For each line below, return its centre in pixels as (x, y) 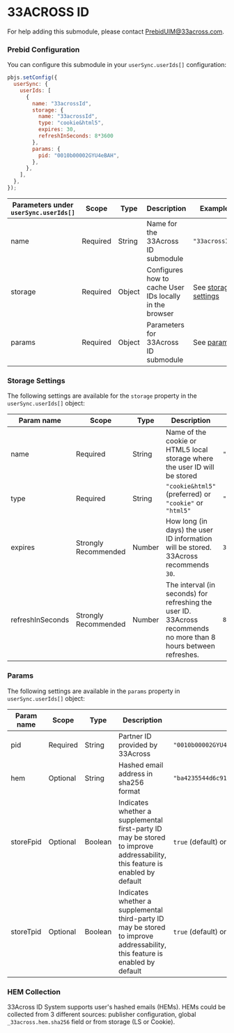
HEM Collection (34, 992)
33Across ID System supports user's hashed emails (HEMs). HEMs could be (117, 1006)
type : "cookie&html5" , (71, 123)
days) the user (190, 530)
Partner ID (135, 736)
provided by (138, 745)
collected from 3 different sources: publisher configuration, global (102, 1014)
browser (160, 313)
